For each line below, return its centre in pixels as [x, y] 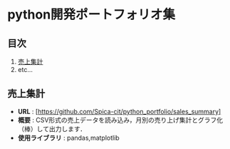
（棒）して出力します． [52, 128]
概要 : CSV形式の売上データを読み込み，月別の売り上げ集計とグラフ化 [120, 120]
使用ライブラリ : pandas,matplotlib [68, 138]
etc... [25, 70]
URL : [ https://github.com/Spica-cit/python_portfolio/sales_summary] [119, 111]
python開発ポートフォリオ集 [92, 15]
